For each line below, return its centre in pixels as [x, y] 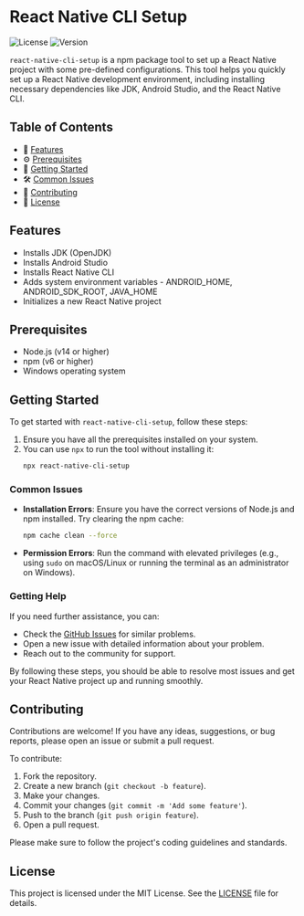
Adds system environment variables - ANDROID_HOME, [127, 281]
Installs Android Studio [65, 262]
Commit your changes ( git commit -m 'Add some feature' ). [135, 805]
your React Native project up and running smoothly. [106, 680]
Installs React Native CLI [68, 272]
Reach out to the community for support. [99, 653]
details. [23, 903]
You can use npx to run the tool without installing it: [118, 449]
